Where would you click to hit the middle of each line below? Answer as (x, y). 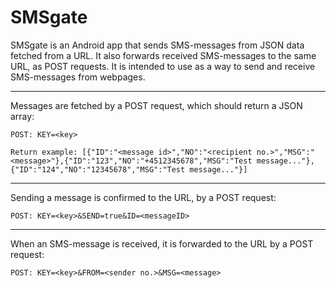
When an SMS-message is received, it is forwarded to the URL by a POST (162, 243)
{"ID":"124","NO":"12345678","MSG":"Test (98, 169)
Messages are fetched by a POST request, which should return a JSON (156, 105)
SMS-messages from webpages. (78, 77)
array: (22, 116)
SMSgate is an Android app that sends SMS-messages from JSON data (157, 45)
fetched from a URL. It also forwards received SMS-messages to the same (163, 55)
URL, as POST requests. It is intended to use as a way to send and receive (163, 66)
